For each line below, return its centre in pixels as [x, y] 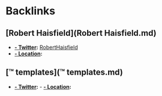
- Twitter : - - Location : [43, 86]
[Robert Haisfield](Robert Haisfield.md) [81, 33]
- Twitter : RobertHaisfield [46, 47]
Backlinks [31, 11]
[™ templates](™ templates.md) [64, 72]
